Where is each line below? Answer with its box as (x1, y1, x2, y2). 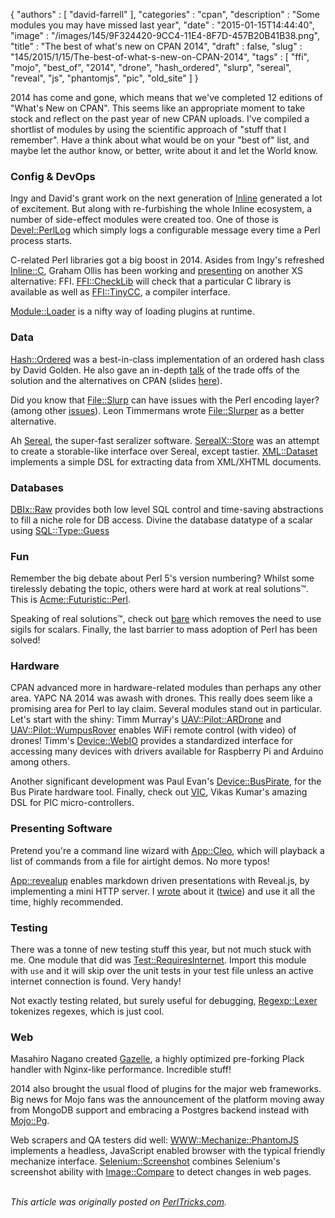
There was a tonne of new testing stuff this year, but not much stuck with (10, 944, 312, 956)
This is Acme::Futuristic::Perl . (10, 594, 132, 606)
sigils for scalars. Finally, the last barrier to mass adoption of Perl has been (10, 624, 318, 636)
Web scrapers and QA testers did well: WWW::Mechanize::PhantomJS (10, 1134, 300, 1146)
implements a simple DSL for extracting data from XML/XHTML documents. (10, 455, 322, 468)
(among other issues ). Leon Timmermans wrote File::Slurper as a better (10, 404, 305, 416)
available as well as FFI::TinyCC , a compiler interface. (10, 286, 231, 298)
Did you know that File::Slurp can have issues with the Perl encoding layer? (10, 394, 320, 406)
